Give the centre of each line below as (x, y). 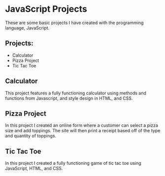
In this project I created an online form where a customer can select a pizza (82, 125)
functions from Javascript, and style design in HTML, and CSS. (69, 98)
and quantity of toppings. (31, 136)
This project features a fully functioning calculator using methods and (76, 93)
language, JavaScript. (27, 28)
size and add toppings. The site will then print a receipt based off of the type (83, 131)
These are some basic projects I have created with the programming (74, 23)
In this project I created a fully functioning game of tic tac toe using (73, 163)
